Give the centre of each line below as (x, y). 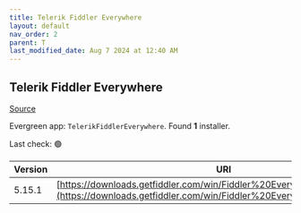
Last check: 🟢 (36, 143)
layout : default (39, 26)
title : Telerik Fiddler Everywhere (76, 17)
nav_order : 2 (34, 34)
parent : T (28, 43)
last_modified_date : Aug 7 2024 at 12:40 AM (94, 51)
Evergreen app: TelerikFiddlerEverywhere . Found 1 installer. (120, 125)
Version (31, 169)
